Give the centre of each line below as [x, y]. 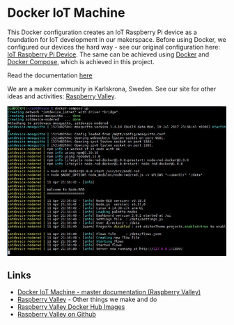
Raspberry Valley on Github [56, 315]
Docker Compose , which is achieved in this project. [81, 61]
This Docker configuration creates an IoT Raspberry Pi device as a [102, 32]
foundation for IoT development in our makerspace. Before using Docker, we [117, 39]
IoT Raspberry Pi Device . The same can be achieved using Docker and [108, 54]
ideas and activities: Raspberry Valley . [62, 96]
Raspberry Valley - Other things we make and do [87, 300]
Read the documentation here [50, 75]
